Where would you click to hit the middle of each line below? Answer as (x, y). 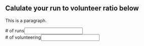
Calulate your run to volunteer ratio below (72, 8)
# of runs (15, 30)
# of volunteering (23, 37)
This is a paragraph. (26, 20)
